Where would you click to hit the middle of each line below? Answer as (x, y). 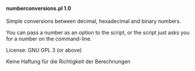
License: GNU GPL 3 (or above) (44, 50)
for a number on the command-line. (49, 39)
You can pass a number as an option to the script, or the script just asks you (98, 33)
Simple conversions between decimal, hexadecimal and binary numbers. (94, 21)
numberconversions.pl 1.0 (39, 8)
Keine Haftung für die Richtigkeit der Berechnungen (68, 62)
